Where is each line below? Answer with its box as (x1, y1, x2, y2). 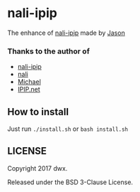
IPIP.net (17, 85, 40, 94)
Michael (17, 78, 41, 86)
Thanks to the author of (7, 46, 90, 56)
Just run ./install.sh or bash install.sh (7, 124, 129, 133)
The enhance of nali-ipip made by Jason (7, 28, 125, 37)
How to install (7, 105, 69, 118)
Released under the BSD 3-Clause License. (7, 178, 133, 186)
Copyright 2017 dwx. (7, 164, 68, 172)
